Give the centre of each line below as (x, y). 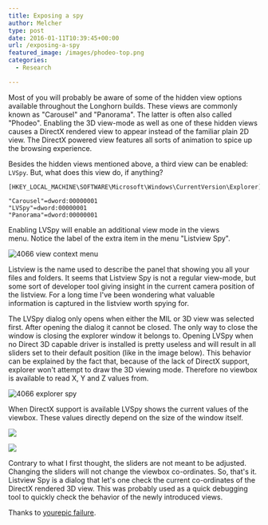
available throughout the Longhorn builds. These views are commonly (123, 105)
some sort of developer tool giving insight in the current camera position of (132, 286)
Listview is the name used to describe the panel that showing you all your (129, 269)
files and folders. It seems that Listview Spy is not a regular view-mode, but (132, 277)
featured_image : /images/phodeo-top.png (77, 53)
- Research (33, 68)
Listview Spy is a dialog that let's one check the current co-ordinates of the (132, 479)
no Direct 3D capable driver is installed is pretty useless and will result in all (132, 344)
